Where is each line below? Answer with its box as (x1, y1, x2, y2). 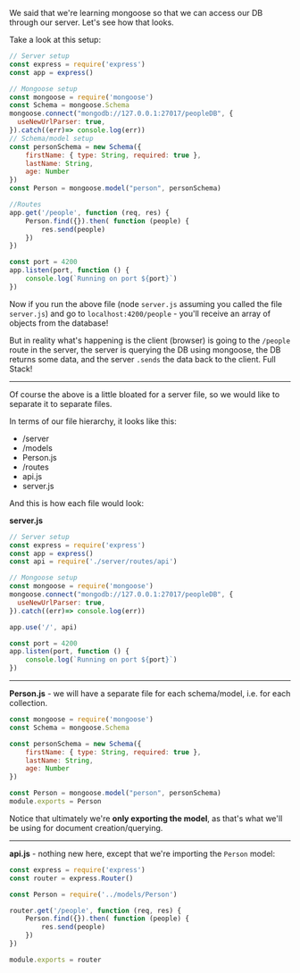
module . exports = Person (9, 797, 102, 806)
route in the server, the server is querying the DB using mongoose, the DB (9, 344, 281, 355)
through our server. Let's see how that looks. (9, 17, 174, 28)
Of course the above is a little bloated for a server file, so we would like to (9, 388, 280, 400)
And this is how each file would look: (9, 497, 145, 508)
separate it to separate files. (9, 398, 112, 409)
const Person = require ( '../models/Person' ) (9, 890, 178, 899)
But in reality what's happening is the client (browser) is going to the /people (9, 335, 291, 345)
